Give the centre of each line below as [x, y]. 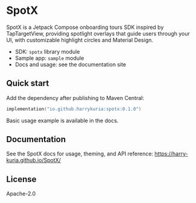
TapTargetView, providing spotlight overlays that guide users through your [98, 33]
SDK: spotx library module [47, 51]
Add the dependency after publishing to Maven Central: [75, 98]
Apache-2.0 [21, 194]
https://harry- [171, 154]
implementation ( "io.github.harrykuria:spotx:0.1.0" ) [74, 109]
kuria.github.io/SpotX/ [34, 160]
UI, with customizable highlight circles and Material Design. [80, 40]
